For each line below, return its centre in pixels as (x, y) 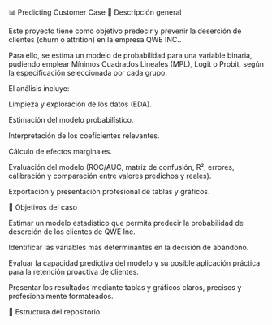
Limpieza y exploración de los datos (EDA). (80, 104)
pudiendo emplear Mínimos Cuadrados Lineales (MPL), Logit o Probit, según (136, 64)
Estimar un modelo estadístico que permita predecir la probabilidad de (126, 223)
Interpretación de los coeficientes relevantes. (84, 136)
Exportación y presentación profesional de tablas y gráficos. (109, 191)
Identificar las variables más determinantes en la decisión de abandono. (129, 247)
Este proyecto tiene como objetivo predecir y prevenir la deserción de (125, 31)
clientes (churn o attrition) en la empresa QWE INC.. (95, 39)
